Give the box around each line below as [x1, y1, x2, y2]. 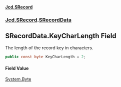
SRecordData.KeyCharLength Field [5, 31, 116, 40]
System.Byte [5, 76, 31, 82]
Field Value [5, 65, 29, 71]
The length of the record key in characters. [5, 45, 93, 51]
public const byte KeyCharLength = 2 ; [5, 55, 86, 60]
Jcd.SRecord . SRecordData [5, 16, 71, 23]
